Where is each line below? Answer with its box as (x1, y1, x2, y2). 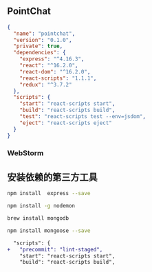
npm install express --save (7, 190, 91, 197)
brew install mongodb (7, 215, 69, 222)
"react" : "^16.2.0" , (19, 62, 78, 69)
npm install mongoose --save (7, 227, 91, 234)
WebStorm (7, 148, 44, 158)
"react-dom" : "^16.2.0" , (19, 68, 91, 75)
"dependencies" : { (13, 49, 67, 56)
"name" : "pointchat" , (13, 30, 76, 37)
